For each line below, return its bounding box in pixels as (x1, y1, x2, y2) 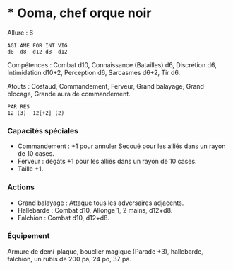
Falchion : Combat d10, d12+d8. (17, 213, 109, 222)
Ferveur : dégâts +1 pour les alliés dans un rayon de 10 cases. (17, 157, 197, 166)
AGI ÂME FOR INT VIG (7, 42, 68, 49)
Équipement (7, 231, 50, 241)
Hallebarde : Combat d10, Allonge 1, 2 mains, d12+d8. (17, 206, 173, 214)
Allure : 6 (7, 28, 34, 37)
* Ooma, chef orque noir (7, 5, 152, 21)
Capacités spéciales (7, 125, 79, 135)
